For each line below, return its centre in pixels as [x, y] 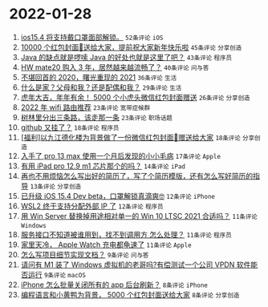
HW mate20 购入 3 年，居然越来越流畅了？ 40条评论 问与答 [115, 67]
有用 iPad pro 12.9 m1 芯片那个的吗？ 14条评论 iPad [103, 166]
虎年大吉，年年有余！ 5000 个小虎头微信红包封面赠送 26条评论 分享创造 [135, 97]
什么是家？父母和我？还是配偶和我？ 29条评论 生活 [101, 87]
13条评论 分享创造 [56, 186]
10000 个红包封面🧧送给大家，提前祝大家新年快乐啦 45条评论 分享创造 [131, 47]
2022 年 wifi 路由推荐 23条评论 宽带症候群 [85, 107]
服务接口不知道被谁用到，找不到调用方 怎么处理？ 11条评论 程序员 [126, 234]
